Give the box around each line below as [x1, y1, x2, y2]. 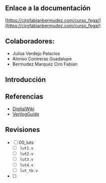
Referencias [5, 92, 44, 101]
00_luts [18, 139, 34, 145]
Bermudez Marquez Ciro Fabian [12, 61, 78, 67]
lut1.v [19, 145, 34, 150]
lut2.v [19, 151, 34, 156]
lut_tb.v [19, 168, 38, 173]
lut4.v [19, 162, 34, 167]
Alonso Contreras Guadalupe [12, 55, 72, 61]
